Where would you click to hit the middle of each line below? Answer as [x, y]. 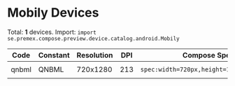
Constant [54, 55]
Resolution [95, 55]
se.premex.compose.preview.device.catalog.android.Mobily [93, 38]
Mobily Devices [53, 13]
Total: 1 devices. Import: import [52, 32]
